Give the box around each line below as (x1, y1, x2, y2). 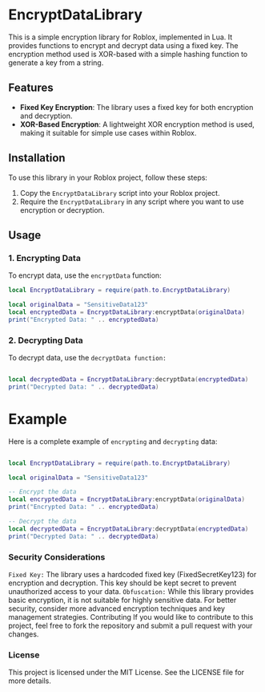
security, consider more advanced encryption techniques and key (8, 604, 226, 613)
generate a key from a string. (8, 58, 104, 67)
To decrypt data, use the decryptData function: (8, 353, 167, 363)
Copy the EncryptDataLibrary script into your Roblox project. (19, 188, 220, 197)
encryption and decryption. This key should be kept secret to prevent (8, 578, 237, 588)
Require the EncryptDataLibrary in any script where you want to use (19, 197, 244, 206)
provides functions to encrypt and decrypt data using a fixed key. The (8, 40, 239, 50)
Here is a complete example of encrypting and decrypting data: (8, 436, 218, 446)
